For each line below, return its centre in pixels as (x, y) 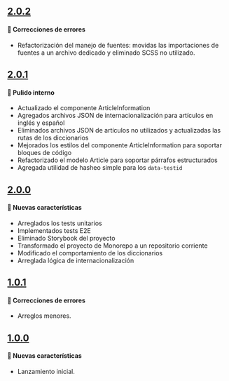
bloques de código (44, 153)
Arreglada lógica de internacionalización (76, 260)
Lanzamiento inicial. (46, 371)
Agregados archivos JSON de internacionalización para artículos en (115, 116)
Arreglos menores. (44, 316)
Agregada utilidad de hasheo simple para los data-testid (100, 168)
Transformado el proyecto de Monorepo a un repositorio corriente (112, 246)
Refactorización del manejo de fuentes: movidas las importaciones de (118, 45)
